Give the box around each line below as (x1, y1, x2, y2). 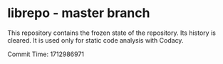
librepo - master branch (7, 5, 150, 21)
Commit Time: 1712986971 (7, 50, 84, 58)
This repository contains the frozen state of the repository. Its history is (7, 28, 216, 37)
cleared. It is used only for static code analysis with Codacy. (7, 36, 184, 44)
